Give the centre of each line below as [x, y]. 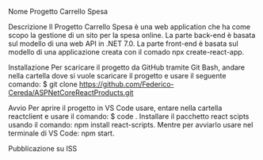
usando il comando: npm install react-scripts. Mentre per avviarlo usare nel [131, 125]
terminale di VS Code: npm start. [61, 133]
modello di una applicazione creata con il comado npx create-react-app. [126, 52]
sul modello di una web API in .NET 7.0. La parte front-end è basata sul [124, 44]
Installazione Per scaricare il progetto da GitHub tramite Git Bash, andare [127, 67]
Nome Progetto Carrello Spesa [58, 11]
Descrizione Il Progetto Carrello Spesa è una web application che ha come [130, 27]
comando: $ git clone [43, 84]
